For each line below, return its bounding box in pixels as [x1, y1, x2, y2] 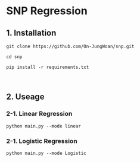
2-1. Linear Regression [6, 110, 73, 118]
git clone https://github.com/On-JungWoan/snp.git [6, 43, 135, 49]
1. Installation [6, 28, 57, 38]
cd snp [6, 54, 23, 60]
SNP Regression [6, 4, 88, 18]
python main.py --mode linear [6, 123, 82, 129]
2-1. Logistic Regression [6, 136, 77, 145]
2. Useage [6, 92, 45, 102]
